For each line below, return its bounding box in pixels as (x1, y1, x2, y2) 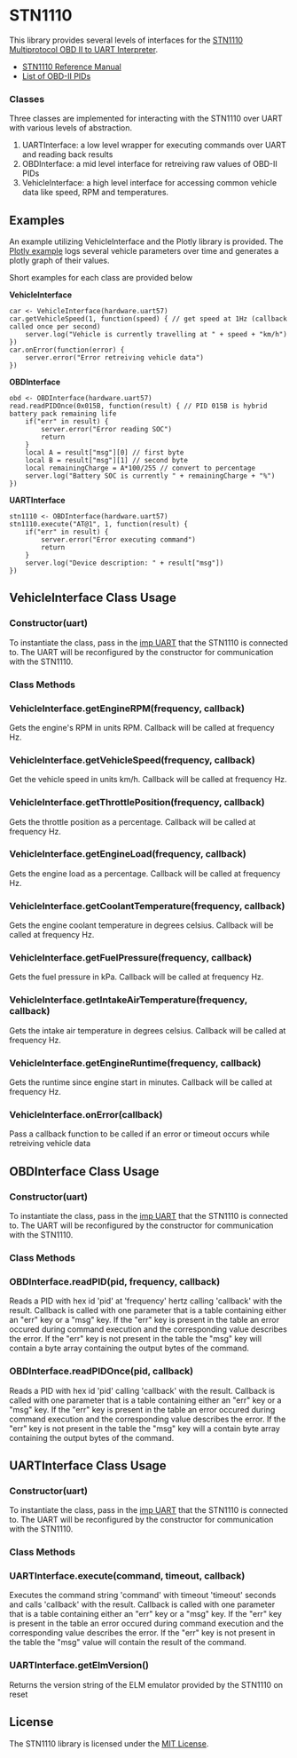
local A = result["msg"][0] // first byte (25, 448, 184, 457)
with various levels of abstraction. (9, 123, 133, 133)
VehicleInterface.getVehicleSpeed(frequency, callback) (9, 754, 255, 766)
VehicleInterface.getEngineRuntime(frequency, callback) (9, 1057, 262, 1069)
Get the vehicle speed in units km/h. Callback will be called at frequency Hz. (9, 774, 287, 785)
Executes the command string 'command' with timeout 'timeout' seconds (9, 1590, 277, 1601)
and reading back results (21, 149, 113, 160)
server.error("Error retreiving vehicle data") (25, 353, 204, 362)
